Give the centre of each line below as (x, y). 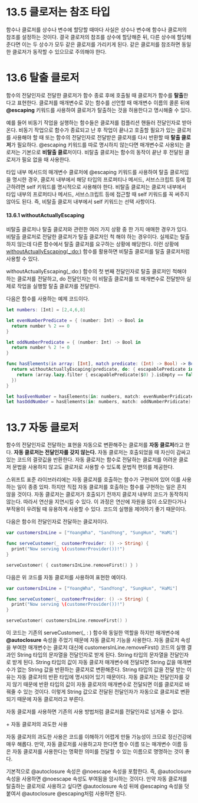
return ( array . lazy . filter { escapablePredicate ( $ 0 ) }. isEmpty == (100, 375)
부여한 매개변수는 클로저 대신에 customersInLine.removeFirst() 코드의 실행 (99, 648)
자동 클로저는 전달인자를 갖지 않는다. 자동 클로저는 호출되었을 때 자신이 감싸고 (102, 452)
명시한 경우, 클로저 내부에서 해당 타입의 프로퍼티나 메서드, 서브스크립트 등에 (99, 179)
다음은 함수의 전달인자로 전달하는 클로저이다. (57, 522)
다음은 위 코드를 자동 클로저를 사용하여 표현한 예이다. (67, 577)
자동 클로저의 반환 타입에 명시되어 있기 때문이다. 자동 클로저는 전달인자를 (100, 677)
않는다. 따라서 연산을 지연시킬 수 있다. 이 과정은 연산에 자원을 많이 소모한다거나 (96, 502)
